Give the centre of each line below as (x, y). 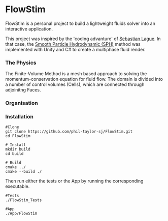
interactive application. (29, 28)
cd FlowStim (18, 136)
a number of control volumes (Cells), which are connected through (75, 84)
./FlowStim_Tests (24, 200)
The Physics (21, 62)
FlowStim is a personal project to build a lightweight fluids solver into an (80, 23)
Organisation (22, 103)
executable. (18, 186)
